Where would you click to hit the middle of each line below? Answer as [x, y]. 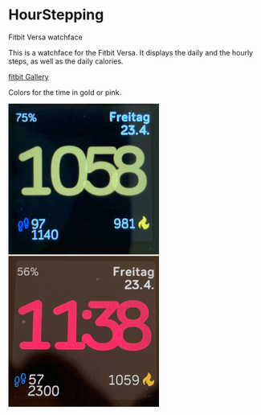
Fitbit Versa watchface [45, 37]
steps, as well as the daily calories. [66, 61]
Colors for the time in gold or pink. [65, 92]
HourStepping [56, 15]
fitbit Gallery [29, 76]
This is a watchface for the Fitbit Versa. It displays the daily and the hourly [131, 52]
